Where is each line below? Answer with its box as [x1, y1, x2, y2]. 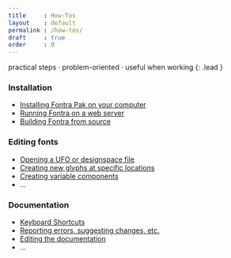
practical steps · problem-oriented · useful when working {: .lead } [8, 62, 224, 72]
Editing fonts [8, 136, 59, 148]
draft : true [8, 33, 66, 42]
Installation [8, 82, 53, 93]
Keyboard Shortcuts [19, 218, 85, 227]
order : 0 [8, 41, 55, 49]
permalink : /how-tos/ [8, 26, 83, 34]
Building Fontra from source [19, 117, 111, 126]
